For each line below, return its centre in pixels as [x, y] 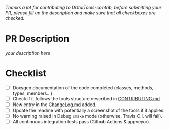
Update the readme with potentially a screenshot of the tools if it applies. [89, 110]
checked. [15, 18]
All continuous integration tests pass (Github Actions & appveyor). [81, 122]
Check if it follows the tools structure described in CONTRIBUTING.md [86, 98]
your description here [28, 53]
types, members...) [32, 93]
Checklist [26, 74]
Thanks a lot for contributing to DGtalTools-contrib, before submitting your [83, 7]
